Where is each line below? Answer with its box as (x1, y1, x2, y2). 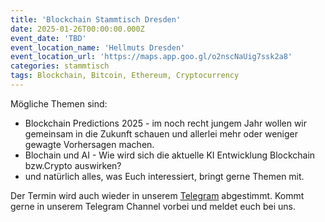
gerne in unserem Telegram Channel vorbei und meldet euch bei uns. (10, 200, 297, 212)
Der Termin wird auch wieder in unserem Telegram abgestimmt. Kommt (10, 189, 305, 201)
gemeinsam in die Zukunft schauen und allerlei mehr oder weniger (24, 127, 298, 140)
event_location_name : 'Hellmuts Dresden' (10, 42, 186, 53)
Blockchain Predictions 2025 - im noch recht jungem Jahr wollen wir (24, 117, 308, 129)
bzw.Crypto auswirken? (24, 159, 122, 171)
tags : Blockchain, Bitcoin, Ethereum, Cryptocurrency (10, 71, 240, 81)
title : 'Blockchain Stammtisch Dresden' (10, 14, 182, 25)
